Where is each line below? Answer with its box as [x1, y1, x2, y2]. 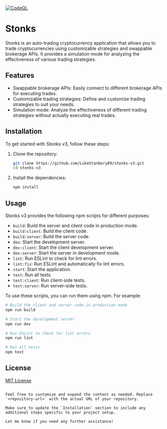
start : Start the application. [12, 266, 71, 272]
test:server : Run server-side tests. [12, 283, 88, 289]
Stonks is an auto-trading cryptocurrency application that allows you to [5, 40, 156, 46]
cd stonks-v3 [12, 165, 41, 171]
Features [5, 71, 34, 80]
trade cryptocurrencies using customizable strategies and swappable [5, 45, 153, 51]
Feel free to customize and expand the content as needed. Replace [5, 391, 153, 397]
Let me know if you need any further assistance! [5, 419, 114, 424]
